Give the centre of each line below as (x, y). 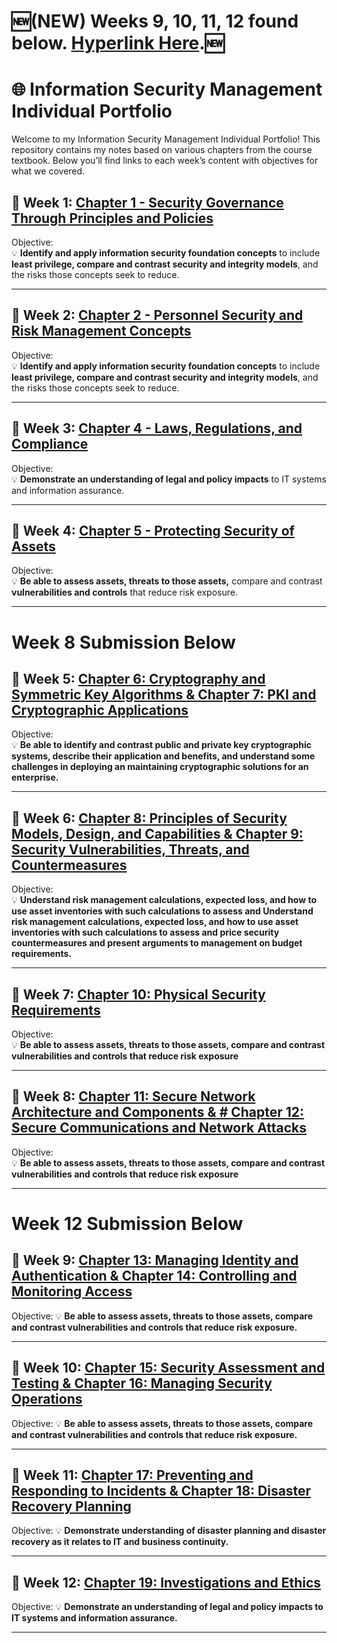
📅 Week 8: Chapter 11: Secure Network (133, 1096)
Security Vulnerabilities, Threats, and (130, 849)
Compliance (50, 444)
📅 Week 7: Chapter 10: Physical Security (138, 994)
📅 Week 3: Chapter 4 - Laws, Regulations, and (157, 428)
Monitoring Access (72, 1291)
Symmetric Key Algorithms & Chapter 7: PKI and (164, 694)
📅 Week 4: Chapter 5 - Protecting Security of (153, 530)
